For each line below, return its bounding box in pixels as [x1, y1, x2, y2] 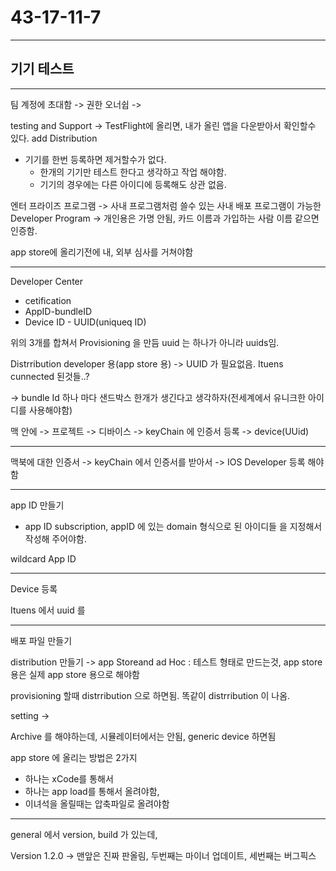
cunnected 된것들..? [10, 370, 90, 382]
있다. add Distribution [10, 132, 98, 144]
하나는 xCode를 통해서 [24, 772, 114, 785]
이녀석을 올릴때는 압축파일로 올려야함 [24, 797, 170, 810]
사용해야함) [28, 404, 73, 416]
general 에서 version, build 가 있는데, [10, 828, 158, 840]
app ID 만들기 [10, 499, 65, 511]
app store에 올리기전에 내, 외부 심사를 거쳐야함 [10, 246, 194, 258]
